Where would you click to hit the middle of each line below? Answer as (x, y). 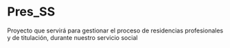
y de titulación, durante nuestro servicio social (72, 37)
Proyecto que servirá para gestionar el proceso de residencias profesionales (115, 30)
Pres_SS (31, 12)
